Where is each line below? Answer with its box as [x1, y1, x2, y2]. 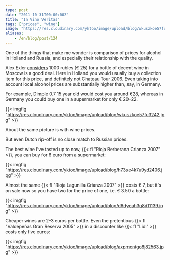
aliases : [5, 31, 24, 36]
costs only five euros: [5, 229, 51, 235]
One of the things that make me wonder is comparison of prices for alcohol [5, 49, 162, 56]
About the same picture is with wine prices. [5, 126, 96, 132]
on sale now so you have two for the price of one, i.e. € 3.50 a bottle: [5, 187, 149, 193]
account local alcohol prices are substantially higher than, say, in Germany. [5, 81, 162, 87]
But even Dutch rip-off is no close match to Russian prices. [5, 136, 128, 142]
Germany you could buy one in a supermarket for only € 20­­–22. [5, 96, 138, 102]
